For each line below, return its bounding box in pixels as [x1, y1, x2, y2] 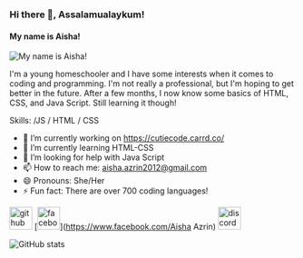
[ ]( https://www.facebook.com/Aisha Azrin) [34, 222, 216, 233]
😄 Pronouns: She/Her [22, 175, 105, 186]
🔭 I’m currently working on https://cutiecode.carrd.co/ [22, 133, 225, 144]
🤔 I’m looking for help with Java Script [22, 152, 165, 163]
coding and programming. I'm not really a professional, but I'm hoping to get [9, 78, 295, 89]
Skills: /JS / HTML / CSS [9, 115, 100, 126]
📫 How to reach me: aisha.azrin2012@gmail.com [22, 163, 208, 174]
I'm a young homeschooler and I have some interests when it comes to [9, 68, 274, 80]
